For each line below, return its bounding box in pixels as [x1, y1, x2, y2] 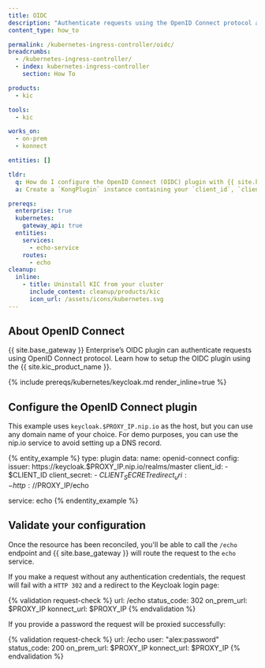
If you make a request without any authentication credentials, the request [8, 572, 246, 581]
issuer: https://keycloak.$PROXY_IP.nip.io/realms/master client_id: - [8, 462, 229, 471]
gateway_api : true [22, 222, 83, 230]
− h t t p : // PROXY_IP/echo [8, 481, 89, 490]
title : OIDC [8, 11, 47, 20]
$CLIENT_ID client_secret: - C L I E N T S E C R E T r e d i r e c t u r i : [8, 470, 187, 482]
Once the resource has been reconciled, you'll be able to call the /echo [8, 539, 238, 549]
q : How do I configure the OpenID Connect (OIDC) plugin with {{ [15, 178, 235, 186]
